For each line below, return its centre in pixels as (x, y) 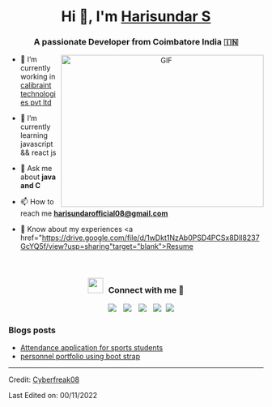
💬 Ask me (36, 169)
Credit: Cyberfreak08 (44, 379)
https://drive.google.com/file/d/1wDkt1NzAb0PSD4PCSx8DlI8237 (151, 238)
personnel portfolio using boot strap (80, 357)
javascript (36, 144)
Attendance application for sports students (91, 348)
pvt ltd (41, 103)
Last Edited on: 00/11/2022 (53, 396)
